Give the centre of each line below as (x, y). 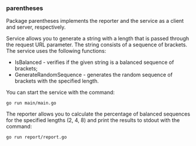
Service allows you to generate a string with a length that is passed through (98, 39)
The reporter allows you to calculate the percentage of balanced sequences (98, 114)
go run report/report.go (36, 137)
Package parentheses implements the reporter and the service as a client (95, 21)
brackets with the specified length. (57, 81)
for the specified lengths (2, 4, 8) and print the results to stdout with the (93, 120)
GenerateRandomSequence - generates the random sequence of (94, 75)
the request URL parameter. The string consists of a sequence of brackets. (97, 45)
